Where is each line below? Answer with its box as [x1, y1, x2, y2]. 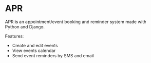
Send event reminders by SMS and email [12, 52, 94, 58]
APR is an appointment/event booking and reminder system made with [5, 19, 147, 25]
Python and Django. [5, 24, 45, 29]
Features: [5, 33, 24, 39]
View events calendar [12, 48, 56, 53]
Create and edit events [12, 42, 58, 48]
